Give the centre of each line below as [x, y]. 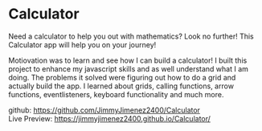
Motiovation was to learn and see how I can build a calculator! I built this [128, 60]
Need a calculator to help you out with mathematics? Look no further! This [131, 36]
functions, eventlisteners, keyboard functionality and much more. [116, 94]
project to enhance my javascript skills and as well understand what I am [129, 68]
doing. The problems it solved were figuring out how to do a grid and [122, 77]
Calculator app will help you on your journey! [82, 44]
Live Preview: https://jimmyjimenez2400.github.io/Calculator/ [110, 118]
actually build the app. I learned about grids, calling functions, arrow [121, 86]
